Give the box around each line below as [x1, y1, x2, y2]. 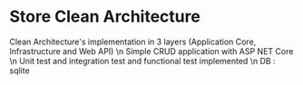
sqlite [9, 65, 30, 76]
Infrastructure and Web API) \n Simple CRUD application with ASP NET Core [9, 45, 294, 56]
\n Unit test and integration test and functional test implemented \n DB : [9, 55, 276, 66]
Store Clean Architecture [9, 6, 201, 27]
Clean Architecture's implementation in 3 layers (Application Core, [9, 36, 257, 47]
